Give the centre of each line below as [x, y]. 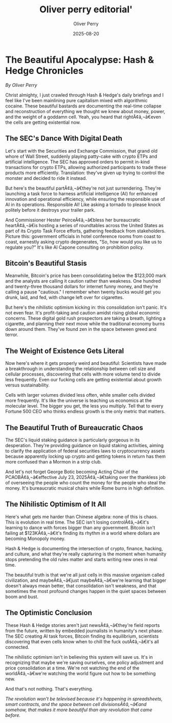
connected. [17, 647]
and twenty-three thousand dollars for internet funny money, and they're [82, 287]
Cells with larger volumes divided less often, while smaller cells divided [80, 395]
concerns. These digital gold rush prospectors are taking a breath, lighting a [85, 318]
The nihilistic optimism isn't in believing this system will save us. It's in [79, 657]
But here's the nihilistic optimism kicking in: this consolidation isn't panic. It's [86, 307]
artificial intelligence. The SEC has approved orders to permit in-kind [78, 162]
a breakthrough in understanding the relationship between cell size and [80, 369]
